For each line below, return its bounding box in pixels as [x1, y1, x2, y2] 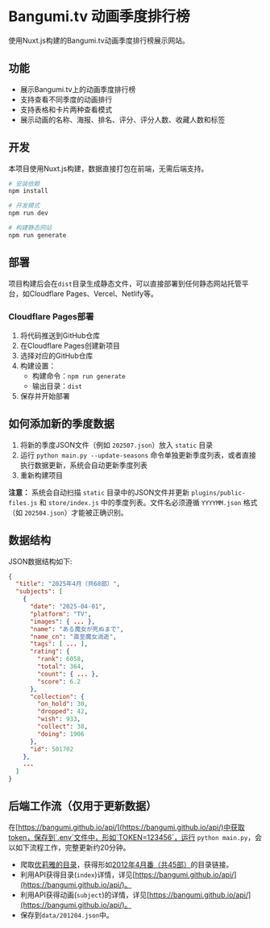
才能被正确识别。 [71, 508, 128, 517]
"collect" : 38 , [37, 723, 89, 731]
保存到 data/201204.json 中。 [19, 909, 114, 920]
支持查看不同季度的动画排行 [19, 94, 113, 104]
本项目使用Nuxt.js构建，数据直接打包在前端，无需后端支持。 [8, 163, 209, 173]
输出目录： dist [31, 381, 83, 391]
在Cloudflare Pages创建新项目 [19, 341, 121, 350]
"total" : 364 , [37, 663, 85, 671]
